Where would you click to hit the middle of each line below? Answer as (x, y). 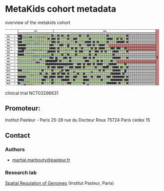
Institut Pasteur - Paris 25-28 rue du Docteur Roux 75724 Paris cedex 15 (78, 120)
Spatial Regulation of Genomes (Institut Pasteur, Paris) (60, 183)
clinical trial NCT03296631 (32, 93)
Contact (18, 135)
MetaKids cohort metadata (61, 9)
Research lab (21, 172)
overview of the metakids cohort (38, 22)
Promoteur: (23, 108)
